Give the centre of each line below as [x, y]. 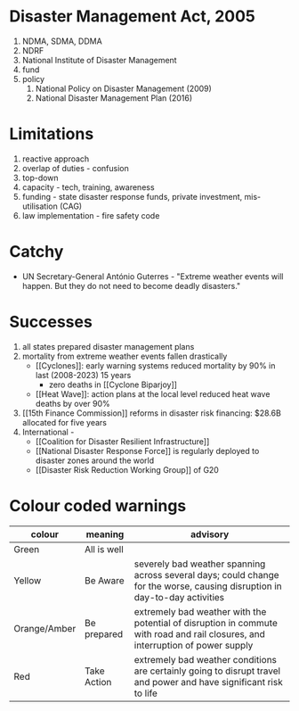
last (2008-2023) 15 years [83, 375]
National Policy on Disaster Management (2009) [123, 88]
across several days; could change [206, 575]
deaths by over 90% [73, 403]
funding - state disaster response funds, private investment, [132, 196]
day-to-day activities [179, 597]
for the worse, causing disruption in [208, 586]
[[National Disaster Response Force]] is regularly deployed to [147, 451]
